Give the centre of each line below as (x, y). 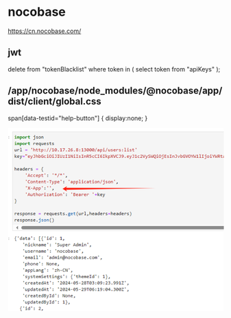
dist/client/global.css (54, 101)
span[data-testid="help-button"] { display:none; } (78, 118)
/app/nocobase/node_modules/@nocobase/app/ (115, 91)
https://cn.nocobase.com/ (45, 31)
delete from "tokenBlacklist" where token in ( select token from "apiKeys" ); (114, 69)
